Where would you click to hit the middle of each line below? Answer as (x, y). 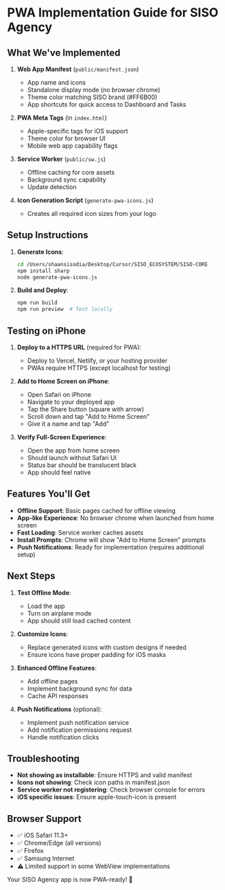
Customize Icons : (43, 633)
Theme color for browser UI (67, 138)
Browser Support (45, 819)
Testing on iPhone (47, 330)
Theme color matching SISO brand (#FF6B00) (92, 97)
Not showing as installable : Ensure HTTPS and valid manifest (104, 775)
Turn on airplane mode (59, 613)
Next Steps (31, 576)
